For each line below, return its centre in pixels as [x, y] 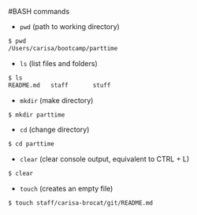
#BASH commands [39, 11]
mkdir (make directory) [56, 100]
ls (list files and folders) [59, 63]
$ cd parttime [32, 144]
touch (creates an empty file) [66, 189]
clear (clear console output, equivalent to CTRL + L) [104, 159]
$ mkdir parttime [37, 115]
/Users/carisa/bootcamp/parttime [63, 48]
